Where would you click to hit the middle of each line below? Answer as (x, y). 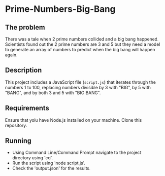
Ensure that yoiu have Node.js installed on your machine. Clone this (73, 120)
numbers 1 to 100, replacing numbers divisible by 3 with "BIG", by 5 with (78, 87)
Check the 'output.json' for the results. (51, 168)
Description (23, 70)
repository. (16, 125)
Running (18, 141)
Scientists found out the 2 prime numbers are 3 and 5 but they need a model (82, 44)
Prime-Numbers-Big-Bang (60, 9)
